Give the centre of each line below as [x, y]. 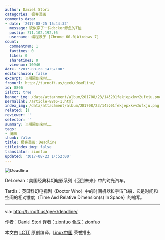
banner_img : [17, 97]
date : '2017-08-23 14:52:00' [35, 69]
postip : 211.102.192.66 [34, 33]
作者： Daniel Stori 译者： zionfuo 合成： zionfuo [53, 222]
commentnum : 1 [24, 46]
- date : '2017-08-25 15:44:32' [37, 23]
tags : [11, 129]
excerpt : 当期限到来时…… [28, 78]
